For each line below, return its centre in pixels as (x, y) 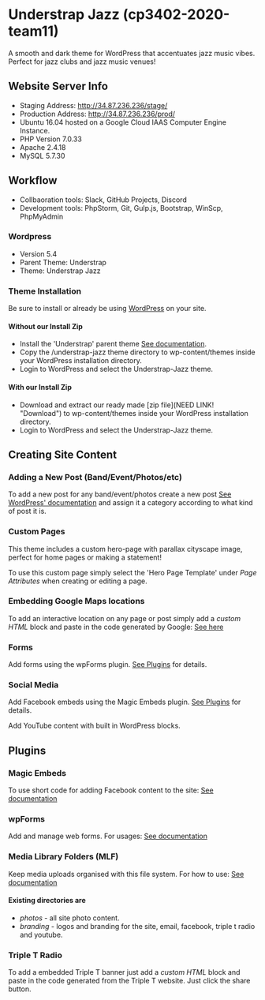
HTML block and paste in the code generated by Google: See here (116, 627)
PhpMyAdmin (41, 216)
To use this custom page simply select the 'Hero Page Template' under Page (132, 572)
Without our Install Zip (45, 326)
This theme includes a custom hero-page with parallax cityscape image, (125, 549)
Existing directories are (47, 901)
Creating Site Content (62, 454)
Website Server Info (58, 86)
